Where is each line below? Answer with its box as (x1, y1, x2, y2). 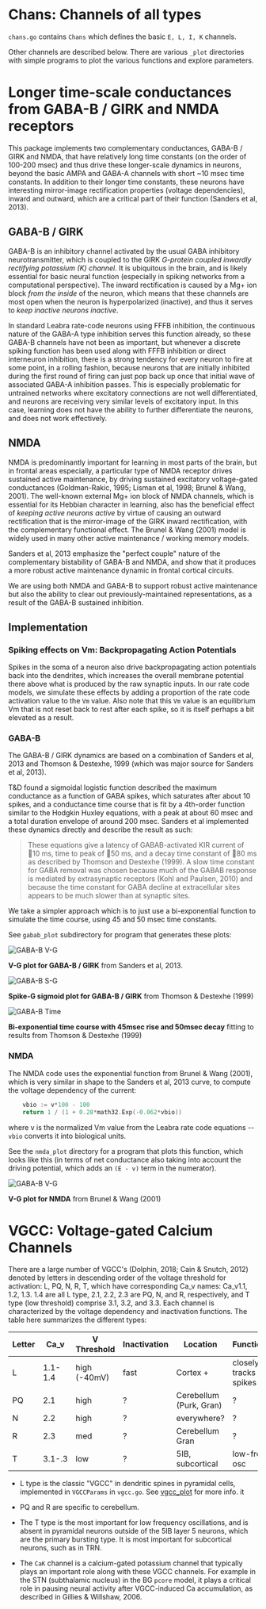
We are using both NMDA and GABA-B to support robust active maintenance (8, 580, 258, 590)
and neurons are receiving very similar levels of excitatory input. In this (8, 397, 239, 406)
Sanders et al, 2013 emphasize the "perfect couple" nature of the (8, 549, 221, 558)
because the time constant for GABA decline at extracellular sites (27, 883, 241, 892)
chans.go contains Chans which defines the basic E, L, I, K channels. (8, 32, 237, 41)
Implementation (8, 620, 89, 634)
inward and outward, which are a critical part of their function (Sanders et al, (8, 193, 258, 203)
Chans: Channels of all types (8, 6, 202, 24)
